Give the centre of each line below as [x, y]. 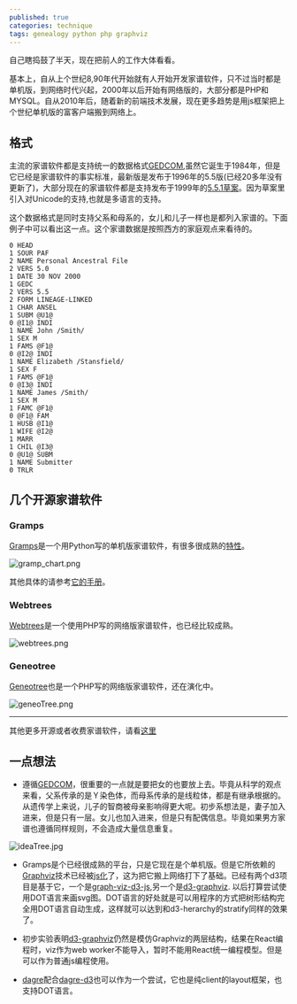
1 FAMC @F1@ [31, 408]
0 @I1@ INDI [31, 323]
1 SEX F [23, 370]
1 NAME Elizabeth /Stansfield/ [67, 362]
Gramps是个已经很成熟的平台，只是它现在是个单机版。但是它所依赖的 [148, 865]
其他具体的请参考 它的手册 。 [60, 582]
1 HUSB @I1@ [31, 424]
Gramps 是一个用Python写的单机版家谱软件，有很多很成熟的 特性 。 [129, 545]
